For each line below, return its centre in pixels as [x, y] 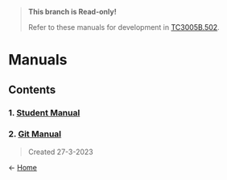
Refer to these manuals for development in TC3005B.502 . [124, 27]
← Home [23, 167]
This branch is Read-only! [72, 12]
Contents [32, 89]
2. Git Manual [35, 134]
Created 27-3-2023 [61, 152]
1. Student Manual [44, 112]
